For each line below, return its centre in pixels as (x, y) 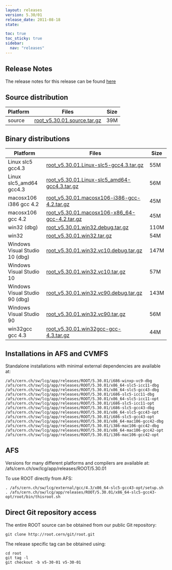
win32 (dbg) (23, 228)
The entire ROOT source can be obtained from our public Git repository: (81, 525)
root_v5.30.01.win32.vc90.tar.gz (86, 314)
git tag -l (17, 558)
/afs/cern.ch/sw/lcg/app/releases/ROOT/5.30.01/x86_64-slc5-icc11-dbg (82, 385)
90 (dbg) (19, 300)
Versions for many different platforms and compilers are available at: (78, 463)
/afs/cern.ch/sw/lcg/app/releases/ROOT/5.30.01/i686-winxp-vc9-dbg (79, 381)
